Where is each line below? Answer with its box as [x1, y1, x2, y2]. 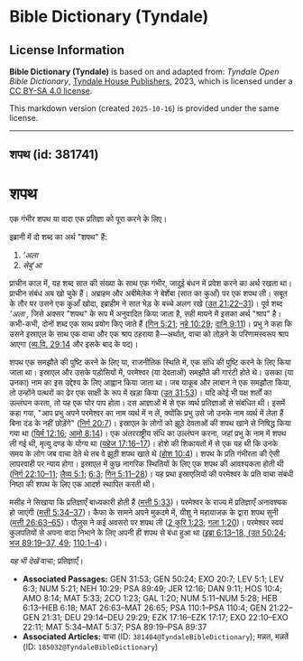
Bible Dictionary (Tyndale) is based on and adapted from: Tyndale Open [9, 66, 280, 77]
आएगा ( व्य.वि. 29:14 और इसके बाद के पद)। [9, 339, 139, 349]
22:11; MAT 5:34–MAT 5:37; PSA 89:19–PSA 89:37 [22, 621, 207, 633]
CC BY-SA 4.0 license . [9, 86, 93, 96]
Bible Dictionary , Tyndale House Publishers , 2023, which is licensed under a [9, 76, 293, 87]
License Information [9, 42, 124, 58]
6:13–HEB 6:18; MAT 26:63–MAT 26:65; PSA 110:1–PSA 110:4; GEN [22, 602, 268, 613]
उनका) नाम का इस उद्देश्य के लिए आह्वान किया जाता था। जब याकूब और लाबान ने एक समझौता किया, [9, 377, 292, 388]
